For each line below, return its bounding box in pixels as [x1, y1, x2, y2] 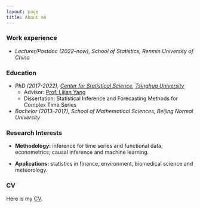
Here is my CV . [6, 195, 43, 202]
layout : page [6, 8, 39, 15]
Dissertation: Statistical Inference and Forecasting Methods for [23, 95, 178, 102]
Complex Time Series [23, 101, 77, 108]
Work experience [6, 34, 57, 42]
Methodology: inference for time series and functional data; [14, 142, 163, 150]
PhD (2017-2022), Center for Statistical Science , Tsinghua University [14, 82, 184, 89]
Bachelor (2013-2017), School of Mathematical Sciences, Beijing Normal [14, 108, 193, 115]
